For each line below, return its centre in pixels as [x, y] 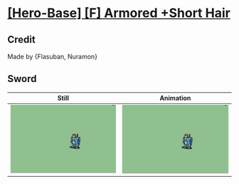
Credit [21, 40]
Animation [175, 98]
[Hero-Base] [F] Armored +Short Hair [119, 13]
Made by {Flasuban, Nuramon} [53, 56]
